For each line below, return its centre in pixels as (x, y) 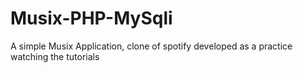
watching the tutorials (55, 56)
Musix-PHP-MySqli (91, 18)
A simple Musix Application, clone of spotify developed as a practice (151, 46)
